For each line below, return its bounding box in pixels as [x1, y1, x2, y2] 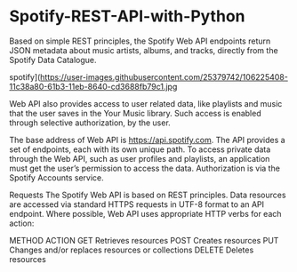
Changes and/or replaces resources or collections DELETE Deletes [9, 244, 254, 255]
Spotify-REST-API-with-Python [9, 6, 245, 27]
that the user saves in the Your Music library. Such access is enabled [9, 108, 261, 118]
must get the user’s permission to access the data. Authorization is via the [9, 163, 280, 173]
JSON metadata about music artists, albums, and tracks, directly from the [9, 44, 278, 55]
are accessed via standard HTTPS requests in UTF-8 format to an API [9, 198, 265, 210]
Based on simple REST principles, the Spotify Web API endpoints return [9, 36, 271, 46]
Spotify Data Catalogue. [9, 54, 97, 65]
